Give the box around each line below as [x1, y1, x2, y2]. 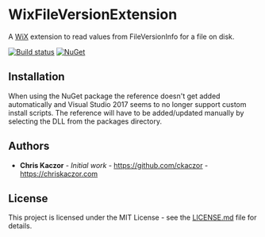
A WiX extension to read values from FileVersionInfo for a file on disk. [8, 32, 235, 41]
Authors [8, 140, 50, 153]
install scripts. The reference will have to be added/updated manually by [8, 108, 244, 117]
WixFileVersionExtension [8, 6, 178, 24]
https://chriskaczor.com [19, 169, 98, 178]
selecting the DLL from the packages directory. [8, 117, 163, 126]
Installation [8, 70, 65, 84]
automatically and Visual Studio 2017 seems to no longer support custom [8, 99, 248, 109]
